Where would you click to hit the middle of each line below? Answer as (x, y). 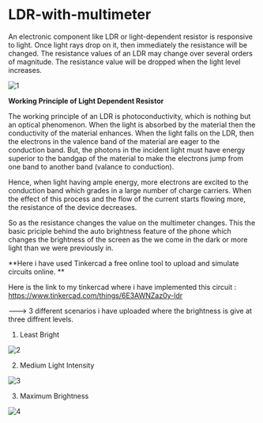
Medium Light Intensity (57, 365)
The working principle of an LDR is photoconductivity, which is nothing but (130, 116)
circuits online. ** (36, 272)
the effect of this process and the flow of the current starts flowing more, (127, 199)
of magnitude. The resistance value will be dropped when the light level (124, 62)
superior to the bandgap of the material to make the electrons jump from (126, 158)
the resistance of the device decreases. (73, 207)
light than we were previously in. (61, 248)
